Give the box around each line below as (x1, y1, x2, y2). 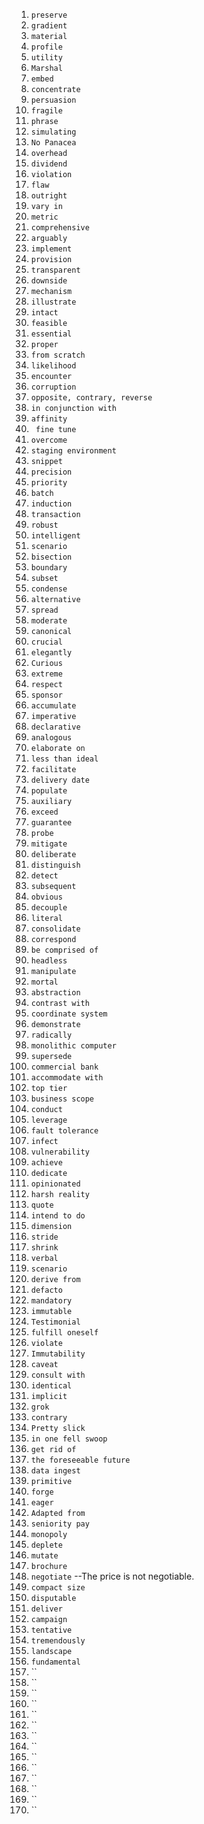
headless (30, 956, 68, 966)
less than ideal (30, 754, 99, 764)
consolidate (30, 924, 81, 934)
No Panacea (30, 138, 77, 148)
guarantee (30, 818, 73, 828)
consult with (30, 1370, 86, 1380)
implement (30, 244, 73, 254)
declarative (30, 722, 81, 732)
